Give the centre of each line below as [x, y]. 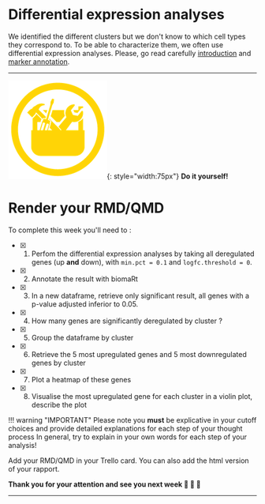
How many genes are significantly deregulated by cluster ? [127, 321]
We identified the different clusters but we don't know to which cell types [127, 36]
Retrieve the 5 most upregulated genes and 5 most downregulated [139, 354]
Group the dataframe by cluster [82, 337]
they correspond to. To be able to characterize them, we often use [116, 44]
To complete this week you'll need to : [70, 230]
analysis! [22, 445]
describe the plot [59, 404]
